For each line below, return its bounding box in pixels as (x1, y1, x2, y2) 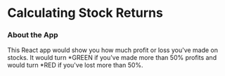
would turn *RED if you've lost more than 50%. (7, 61, 143, 70)
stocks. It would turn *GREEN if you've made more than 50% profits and (7, 53, 217, 62)
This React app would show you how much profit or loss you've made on (7, 46, 219, 54)
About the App (7, 30, 58, 40)
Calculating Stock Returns (7, 5, 163, 21)
